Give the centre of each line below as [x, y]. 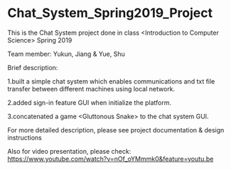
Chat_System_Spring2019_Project [110, 13]
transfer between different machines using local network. [91, 89]
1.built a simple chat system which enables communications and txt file [111, 81]
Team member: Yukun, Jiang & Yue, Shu [66, 54]
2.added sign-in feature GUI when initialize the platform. [90, 102]
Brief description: [33, 67]
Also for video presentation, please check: [69, 151]
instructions [25, 137]
